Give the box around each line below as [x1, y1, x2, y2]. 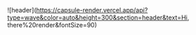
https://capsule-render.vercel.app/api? [36, 6, 148, 14]
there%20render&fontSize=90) [7, 21, 97, 29]
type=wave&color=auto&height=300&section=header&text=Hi [7, 13, 188, 22]
